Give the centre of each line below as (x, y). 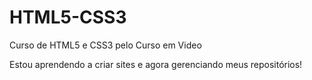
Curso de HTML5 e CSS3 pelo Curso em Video (105, 45)
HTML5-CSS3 (68, 17)
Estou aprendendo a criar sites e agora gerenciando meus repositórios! (156, 64)
